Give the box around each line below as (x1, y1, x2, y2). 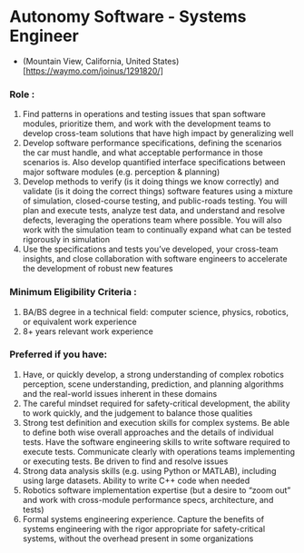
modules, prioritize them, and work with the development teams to (22, 118, 271, 129)
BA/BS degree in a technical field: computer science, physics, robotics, (22, 306, 289, 317)
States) (152, 55, 180, 66)
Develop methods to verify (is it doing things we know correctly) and (22, 176, 279, 187)
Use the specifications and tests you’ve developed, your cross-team (22, 243, 279, 255)
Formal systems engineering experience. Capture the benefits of (22, 513, 265, 524)
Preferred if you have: (9, 348, 108, 360)
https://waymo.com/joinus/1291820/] (25, 65, 163, 76)
